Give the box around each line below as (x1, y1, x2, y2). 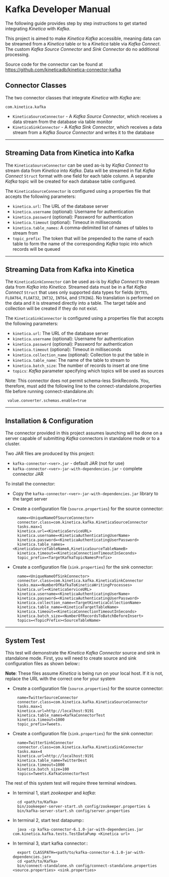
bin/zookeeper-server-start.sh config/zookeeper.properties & (17, 804, 150, 809)
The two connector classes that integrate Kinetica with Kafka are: (5, 94, 141, 100)
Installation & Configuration (5, 416, 94, 425)
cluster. (5, 441, 21, 447)
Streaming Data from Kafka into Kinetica (5, 265, 135, 273)
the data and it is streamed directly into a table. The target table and (5, 300, 146, 306)
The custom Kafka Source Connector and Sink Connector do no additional (5, 46, 159, 52)
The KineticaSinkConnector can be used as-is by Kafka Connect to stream (5, 279, 160, 285)
